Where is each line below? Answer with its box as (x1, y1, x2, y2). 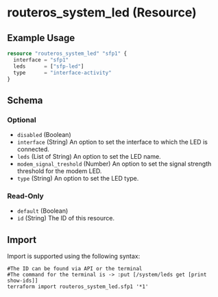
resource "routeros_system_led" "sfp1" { (7, 50, 128, 57)
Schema (7, 94, 43, 106)
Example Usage (7, 32, 75, 44)
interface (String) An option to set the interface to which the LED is (16, 138, 208, 146)
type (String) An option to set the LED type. (16, 175, 139, 183)
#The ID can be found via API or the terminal (7, 266, 143, 272)
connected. (16, 145, 50, 153)
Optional (7, 115, 36, 125)
